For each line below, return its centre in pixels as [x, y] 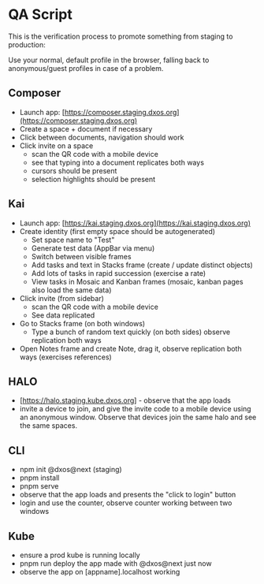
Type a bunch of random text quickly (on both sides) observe [131, 332]
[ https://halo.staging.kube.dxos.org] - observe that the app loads [125, 400]
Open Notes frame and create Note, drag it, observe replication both [130, 348]
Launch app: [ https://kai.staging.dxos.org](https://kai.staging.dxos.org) [135, 223]
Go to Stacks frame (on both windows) [82, 323]
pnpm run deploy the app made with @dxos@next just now [115, 564]
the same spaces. [48, 426]
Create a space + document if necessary [86, 128]
